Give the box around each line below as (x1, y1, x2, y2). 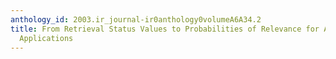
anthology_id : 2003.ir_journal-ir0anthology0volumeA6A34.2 (10, 14, 262, 25)
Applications (19, 33, 74, 43)
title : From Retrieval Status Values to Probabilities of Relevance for (10, 24, 320, 34)
